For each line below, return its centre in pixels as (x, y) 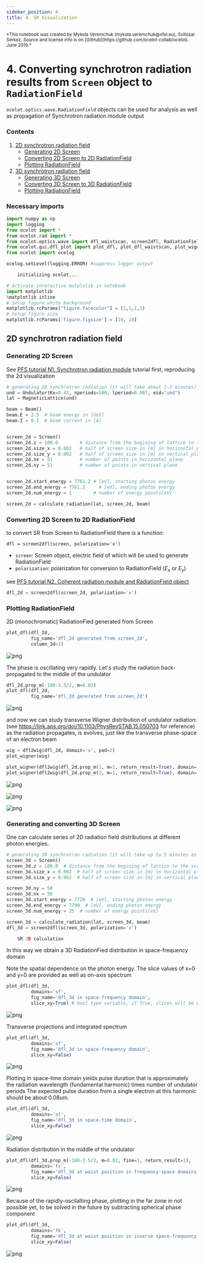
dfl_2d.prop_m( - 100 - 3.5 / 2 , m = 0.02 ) (51, 685)
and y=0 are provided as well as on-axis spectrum (69, 975)
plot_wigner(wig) (28, 756)
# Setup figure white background (49, 303)
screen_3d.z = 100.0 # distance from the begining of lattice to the (97, 866)
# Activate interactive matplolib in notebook (66, 286)
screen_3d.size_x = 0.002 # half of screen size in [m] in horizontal (99, 872)
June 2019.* (19, 45)
